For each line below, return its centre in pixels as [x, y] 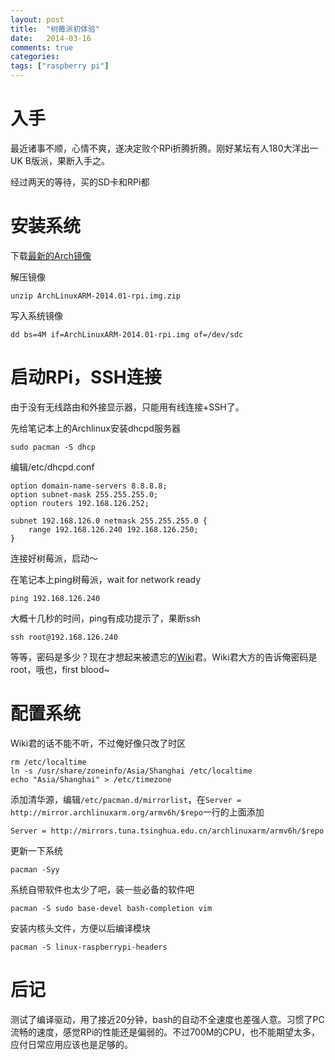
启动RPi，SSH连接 [86, 377]
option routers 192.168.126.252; [80, 503]
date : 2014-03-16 [51, 38]
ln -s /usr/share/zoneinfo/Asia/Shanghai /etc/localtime [131, 771]
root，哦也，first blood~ [60, 669]
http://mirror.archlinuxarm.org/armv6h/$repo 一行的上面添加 [137, 812]
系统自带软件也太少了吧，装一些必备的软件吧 [102, 889]
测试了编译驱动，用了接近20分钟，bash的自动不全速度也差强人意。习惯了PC [167, 1019]
